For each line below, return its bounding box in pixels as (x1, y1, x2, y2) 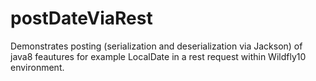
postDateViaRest (10, 7, 153, 30)
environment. (10, 61, 65, 73)
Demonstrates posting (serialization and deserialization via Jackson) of (10, 40, 303, 52)
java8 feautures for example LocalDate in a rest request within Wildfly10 (10, 50, 307, 62)
